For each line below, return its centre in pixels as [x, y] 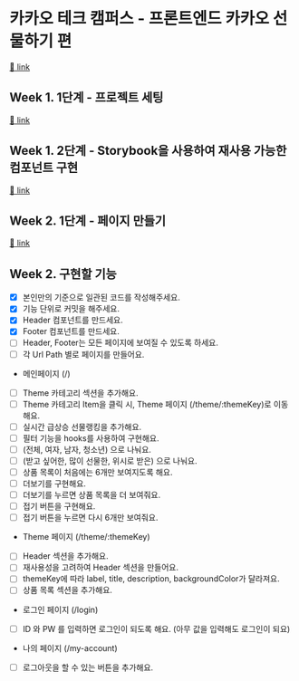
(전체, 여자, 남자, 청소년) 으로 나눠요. [87, 449]
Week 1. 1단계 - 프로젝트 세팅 [87, 97]
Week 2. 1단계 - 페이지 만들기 [87, 221]
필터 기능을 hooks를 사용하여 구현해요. [91, 438]
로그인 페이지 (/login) [60, 609]
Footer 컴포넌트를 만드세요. [71, 331]
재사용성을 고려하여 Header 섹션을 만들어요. [101, 568]
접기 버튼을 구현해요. [59, 506]
